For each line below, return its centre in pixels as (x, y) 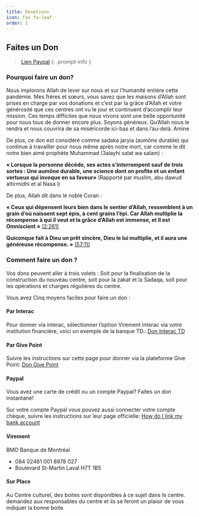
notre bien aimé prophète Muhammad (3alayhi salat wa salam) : (85, 153)
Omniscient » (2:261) (33, 227)
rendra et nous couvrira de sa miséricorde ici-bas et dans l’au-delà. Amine (98, 129)
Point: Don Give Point (32, 365)
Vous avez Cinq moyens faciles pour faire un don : (68, 298)
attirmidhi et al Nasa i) (33, 184)
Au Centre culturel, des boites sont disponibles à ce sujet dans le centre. (96, 495)
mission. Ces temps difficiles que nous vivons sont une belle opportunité (96, 116)
